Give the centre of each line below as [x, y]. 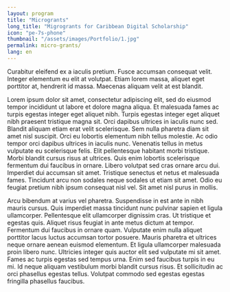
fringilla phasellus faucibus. [46, 281]
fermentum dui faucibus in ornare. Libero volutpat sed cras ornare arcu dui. [114, 165]
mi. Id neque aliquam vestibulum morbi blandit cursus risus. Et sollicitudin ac [115, 267]
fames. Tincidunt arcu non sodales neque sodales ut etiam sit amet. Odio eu [115, 180]
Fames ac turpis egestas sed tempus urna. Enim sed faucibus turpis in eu [111, 259]
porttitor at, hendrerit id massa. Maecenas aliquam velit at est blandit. [105, 86]
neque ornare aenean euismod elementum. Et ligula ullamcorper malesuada [114, 244]
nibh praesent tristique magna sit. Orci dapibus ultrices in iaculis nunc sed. [113, 121]
